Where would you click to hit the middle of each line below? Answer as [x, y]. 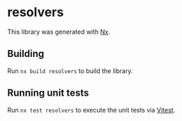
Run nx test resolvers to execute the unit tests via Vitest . [91, 110]
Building [26, 54]
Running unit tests [48, 93]
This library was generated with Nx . [59, 32]
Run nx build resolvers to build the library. [70, 70]
